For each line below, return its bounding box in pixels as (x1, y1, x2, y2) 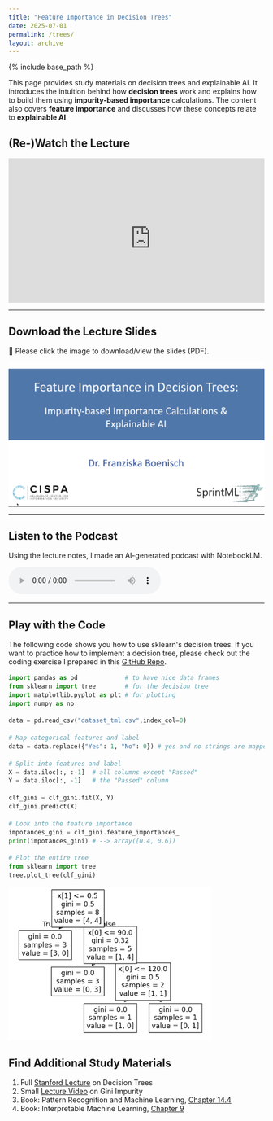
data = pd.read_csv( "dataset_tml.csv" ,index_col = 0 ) (8, 716, 187, 725)
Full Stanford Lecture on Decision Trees (19, 1077, 153, 1087)
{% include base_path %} (8, 62, 94, 72)
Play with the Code (8, 618, 106, 632)
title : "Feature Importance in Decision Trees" (8, 13, 173, 21)
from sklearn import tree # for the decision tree (8, 682, 209, 690)
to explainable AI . (8, 112, 69, 122)
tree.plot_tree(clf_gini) (8, 871, 96, 879)
